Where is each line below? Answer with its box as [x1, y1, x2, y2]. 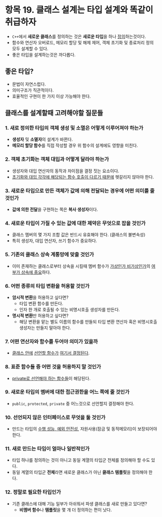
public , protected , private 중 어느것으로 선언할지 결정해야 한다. [12, 400, 134, 406]
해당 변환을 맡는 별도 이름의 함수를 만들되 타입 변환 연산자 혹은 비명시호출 [19, 318, 158, 324]
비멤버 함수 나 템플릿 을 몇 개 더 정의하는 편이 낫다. [19, 507, 112, 513]
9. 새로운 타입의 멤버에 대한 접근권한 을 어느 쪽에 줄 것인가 [5, 389, 130, 396]
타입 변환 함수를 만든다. [19, 300, 64, 306]
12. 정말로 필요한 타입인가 [5, 489, 61, 496]
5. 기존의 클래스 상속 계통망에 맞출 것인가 [5, 251, 94, 258]
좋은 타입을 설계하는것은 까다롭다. [12, 51, 76, 57]
